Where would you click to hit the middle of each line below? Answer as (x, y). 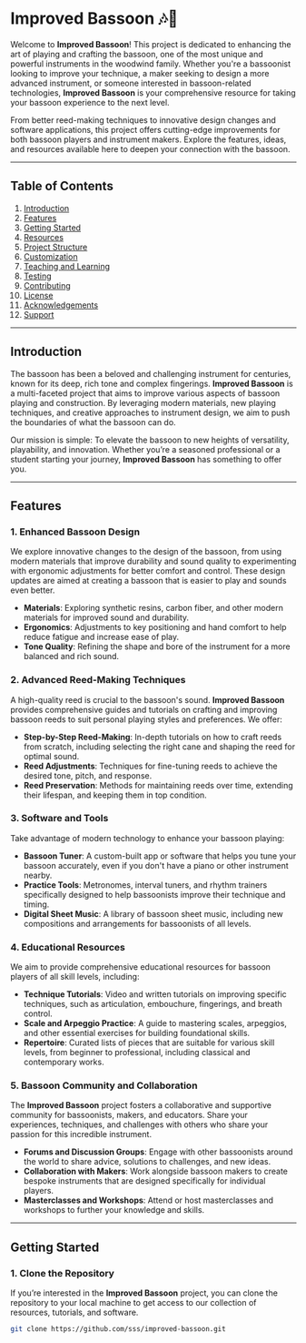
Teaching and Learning (67, 266)
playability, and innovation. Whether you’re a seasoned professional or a (145, 449)
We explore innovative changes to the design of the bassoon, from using (146, 552)
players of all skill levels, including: (75, 977)
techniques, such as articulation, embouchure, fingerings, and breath (153, 1004)
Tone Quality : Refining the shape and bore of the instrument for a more (157, 646)
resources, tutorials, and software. (74, 1312)
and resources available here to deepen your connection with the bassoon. (150, 148)
